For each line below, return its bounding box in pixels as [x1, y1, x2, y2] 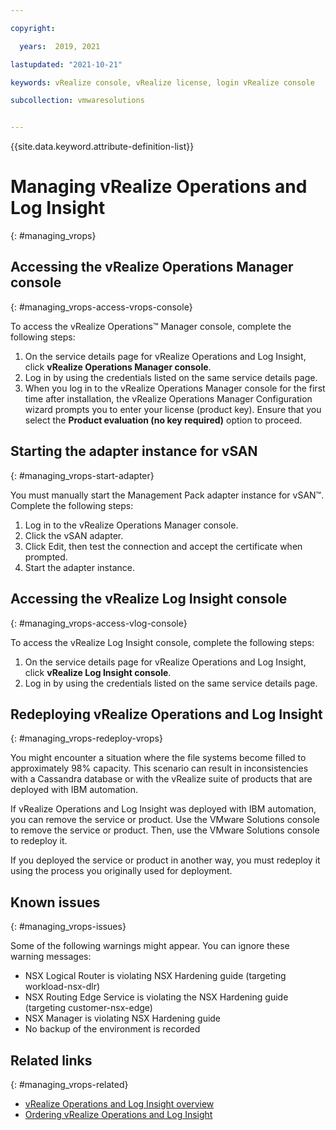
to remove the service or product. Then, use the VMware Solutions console [10, 824, 320, 836]
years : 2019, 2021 [19, 41, 101, 51]
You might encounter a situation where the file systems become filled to [10, 752, 307, 764]
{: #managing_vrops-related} [10, 1078, 129, 1090]
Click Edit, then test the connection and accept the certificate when [24, 540, 303, 552]
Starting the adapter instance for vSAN [10, 443, 258, 460]
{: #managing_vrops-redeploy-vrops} [10, 732, 163, 745]
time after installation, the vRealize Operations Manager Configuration [24, 392, 313, 405]
